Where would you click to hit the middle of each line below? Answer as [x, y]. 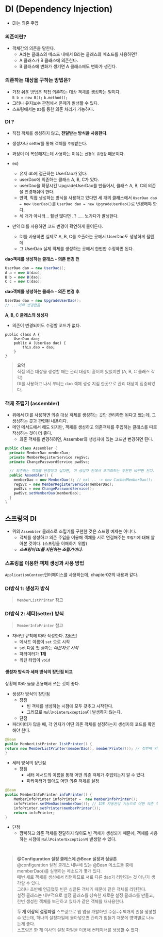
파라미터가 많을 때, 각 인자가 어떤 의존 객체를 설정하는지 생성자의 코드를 [79, 724]
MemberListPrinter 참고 [40, 600]
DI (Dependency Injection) [59, 9]
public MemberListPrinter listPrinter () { [49, 744]
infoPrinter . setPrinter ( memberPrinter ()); [57, 808]
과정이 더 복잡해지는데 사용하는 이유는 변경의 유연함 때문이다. [68, 153]
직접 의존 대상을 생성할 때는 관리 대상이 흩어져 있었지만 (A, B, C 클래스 [83, 372]
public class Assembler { [31, 448]
